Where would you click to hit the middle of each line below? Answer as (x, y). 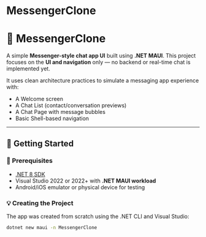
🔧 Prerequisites (30, 161)
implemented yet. (28, 69)
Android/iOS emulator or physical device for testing (80, 187)
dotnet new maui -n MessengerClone (52, 228)
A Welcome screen (39, 99)
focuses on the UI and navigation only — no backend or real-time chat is (99, 62)
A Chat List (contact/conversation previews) (71, 105)
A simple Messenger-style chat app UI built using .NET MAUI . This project (101, 56)
